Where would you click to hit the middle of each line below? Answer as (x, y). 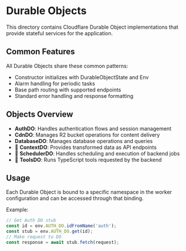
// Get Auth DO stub (31, 221)
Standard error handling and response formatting (74, 96)
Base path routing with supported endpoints (68, 90)
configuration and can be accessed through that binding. (75, 198)
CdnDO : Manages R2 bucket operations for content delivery (87, 135)
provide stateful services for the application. (60, 33)
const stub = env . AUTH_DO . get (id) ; (50, 232)
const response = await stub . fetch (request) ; (62, 242)
